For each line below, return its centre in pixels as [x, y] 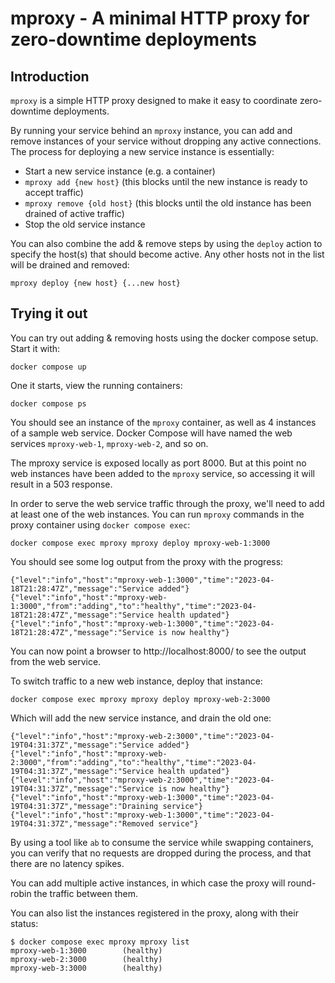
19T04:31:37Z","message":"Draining [84, 806]
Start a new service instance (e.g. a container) [120, 171]
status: [24, 923]
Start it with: [35, 348]
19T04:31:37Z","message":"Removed [82, 823]
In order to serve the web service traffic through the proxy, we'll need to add [167, 503]
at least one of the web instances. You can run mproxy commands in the [157, 514]
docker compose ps [48, 403]
